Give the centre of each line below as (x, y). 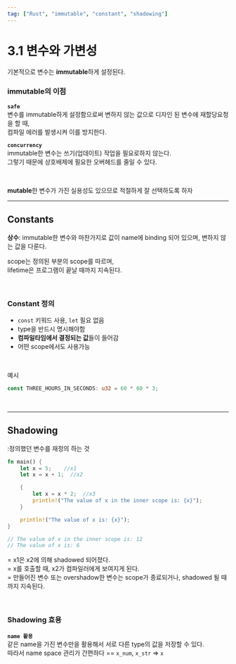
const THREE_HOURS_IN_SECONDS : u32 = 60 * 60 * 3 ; (83, 388)
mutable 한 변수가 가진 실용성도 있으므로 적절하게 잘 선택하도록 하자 (100, 190)
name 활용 (20, 636)
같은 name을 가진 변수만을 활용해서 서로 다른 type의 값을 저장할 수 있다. (106, 644)
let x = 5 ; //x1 (48, 468)
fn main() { (25, 461)
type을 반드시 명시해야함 (51, 328)
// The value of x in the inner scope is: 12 (75, 539)
